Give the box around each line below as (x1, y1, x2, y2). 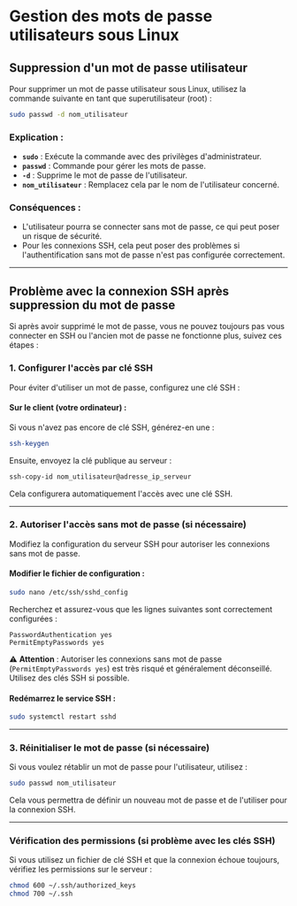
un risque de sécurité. (21, 231, 103, 242)
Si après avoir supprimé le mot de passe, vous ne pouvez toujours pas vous (9, 321, 286, 332)
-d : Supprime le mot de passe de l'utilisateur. (21, 170, 188, 180)
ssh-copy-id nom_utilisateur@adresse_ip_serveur (9, 472, 192, 481)
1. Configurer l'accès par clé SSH (9, 362, 153, 374)
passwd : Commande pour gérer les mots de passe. (21, 161, 206, 172)
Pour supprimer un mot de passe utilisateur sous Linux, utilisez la (9, 84, 247, 94)
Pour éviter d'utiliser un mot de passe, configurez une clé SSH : (9, 382, 240, 393)
